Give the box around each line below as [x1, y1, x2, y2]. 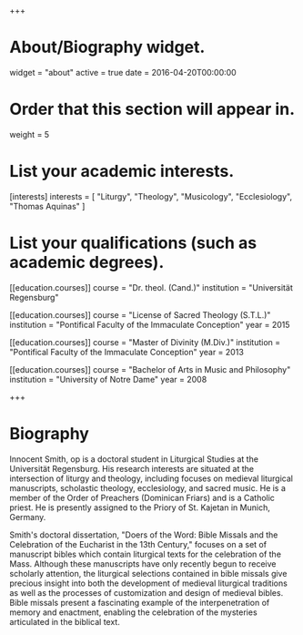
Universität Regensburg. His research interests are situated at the [9, 463, 255, 474]
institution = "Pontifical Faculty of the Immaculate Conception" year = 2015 [9, 319, 290, 330]
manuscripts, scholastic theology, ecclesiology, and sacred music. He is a [9, 482, 287, 493]
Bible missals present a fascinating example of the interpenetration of [9, 597, 270, 608]
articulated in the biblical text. [9, 616, 120, 627]
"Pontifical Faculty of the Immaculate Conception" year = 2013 [9, 346, 244, 357]
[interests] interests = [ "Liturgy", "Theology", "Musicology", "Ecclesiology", [9, 190, 293, 201]
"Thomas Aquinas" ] [9, 200, 86, 211]
